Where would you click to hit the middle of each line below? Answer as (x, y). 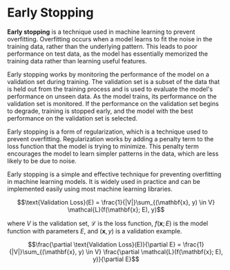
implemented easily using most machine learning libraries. (90, 189)
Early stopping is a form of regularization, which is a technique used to (108, 132)
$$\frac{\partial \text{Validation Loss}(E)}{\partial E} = (104, 244)
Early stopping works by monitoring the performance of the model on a (108, 74)
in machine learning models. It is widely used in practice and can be (104, 181)
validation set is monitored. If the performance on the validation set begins (113, 103)
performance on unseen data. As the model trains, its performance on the (112, 96)
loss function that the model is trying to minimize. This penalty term (103, 146)
